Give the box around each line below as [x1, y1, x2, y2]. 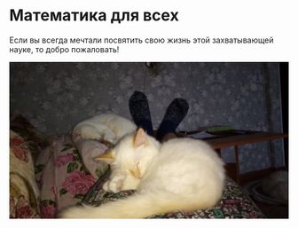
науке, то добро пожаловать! [9, 43, 120, 54]
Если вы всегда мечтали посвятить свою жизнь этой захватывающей [9, 35, 274, 45]
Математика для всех [9, 5, 179, 26]
